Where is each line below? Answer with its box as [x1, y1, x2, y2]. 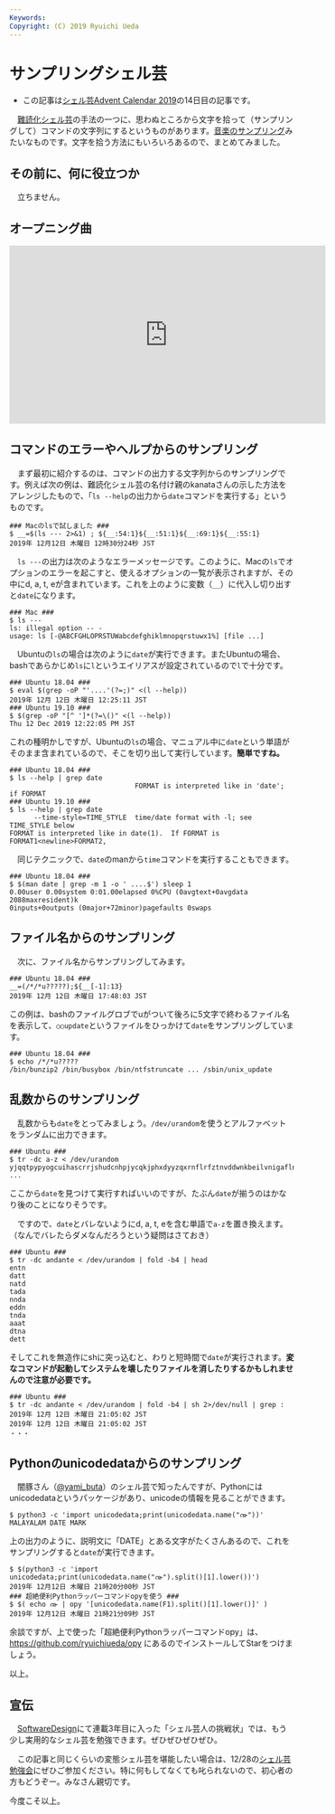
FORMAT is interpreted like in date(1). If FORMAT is [9, 828, 220, 837]
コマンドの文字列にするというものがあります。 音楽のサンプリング [40, 126, 285, 137]
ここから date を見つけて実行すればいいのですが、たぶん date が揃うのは [9, 1187, 272, 1198]
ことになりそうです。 [33, 1199, 112, 1210]
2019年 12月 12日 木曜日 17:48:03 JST [9, 991, 147, 1000]
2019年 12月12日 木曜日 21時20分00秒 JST [9, 1583, 155, 1592]
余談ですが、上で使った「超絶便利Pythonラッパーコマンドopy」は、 [9, 1627, 264, 1638]
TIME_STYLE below [9, 820, 75, 830]
